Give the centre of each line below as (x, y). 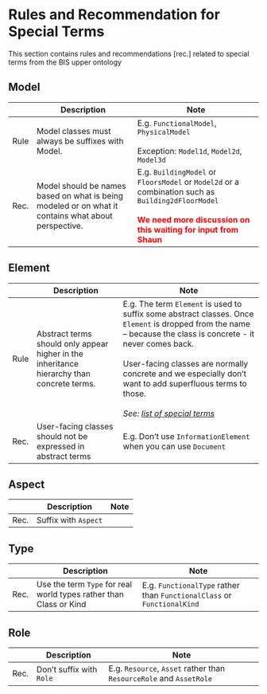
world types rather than (80, 594)
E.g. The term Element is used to (182, 304)
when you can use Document (174, 446)
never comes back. (159, 343)
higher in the (60, 354)
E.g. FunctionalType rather (191, 586)
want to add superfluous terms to (185, 383)
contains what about (74, 215)
